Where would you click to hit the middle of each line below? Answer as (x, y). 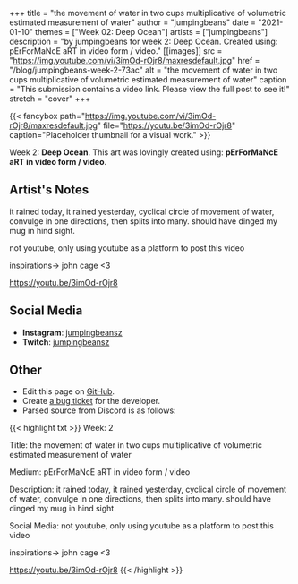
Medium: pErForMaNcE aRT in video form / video (100, 472)
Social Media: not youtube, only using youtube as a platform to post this (142, 526)
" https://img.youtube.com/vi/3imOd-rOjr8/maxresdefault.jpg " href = (135, 60)
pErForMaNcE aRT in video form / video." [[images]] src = (116, 51)
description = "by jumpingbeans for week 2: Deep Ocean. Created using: (144, 41)
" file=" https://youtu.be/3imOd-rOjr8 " (166, 125)
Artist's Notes (49, 190)
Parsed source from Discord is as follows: (99, 410)
